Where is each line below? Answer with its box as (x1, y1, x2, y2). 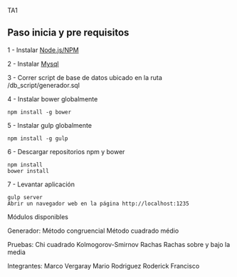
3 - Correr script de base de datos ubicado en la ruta (7, 73, 162, 81)
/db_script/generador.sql (7, 81, 80, 89)
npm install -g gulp (7, 135, 69, 142)
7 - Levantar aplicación (7, 180, 75, 188)
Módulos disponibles (7, 212, 69, 221)
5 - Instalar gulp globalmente (7, 121, 93, 129)
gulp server (7, 193, 43, 201)
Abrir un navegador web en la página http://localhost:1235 (7, 200, 190, 207)
